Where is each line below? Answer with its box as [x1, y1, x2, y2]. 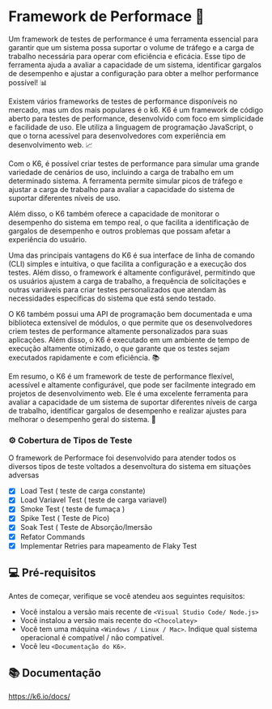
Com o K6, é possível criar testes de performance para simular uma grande [8, 158, 260, 169]
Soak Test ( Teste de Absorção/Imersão [19, 523, 153, 532]
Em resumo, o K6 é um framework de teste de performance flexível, [8, 371, 235, 381]
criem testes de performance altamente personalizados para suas [8, 326, 228, 335]
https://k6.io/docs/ [8, 692, 70, 702]
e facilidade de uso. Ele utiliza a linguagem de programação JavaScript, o [8, 122, 253, 132]
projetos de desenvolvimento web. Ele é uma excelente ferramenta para [8, 388, 249, 398]
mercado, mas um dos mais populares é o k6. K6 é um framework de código [8, 105, 264, 114]
